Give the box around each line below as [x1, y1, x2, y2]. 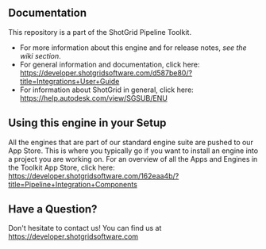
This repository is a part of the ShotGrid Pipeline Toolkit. [8, 27, 192, 36]
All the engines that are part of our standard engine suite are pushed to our [8, 137, 254, 147]
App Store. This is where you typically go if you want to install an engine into [8, 146, 259, 155]
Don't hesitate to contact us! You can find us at [8, 224, 162, 233]
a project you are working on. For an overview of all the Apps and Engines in [8, 154, 258, 163]
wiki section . [19, 51, 61, 60]
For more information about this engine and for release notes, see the [19, 43, 248, 52]
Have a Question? [8, 202, 98, 216]
